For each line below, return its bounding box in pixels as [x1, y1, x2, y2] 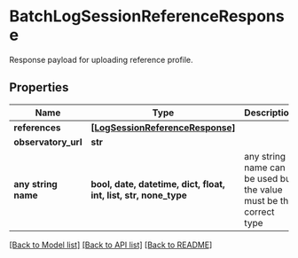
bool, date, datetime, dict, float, [90, 177, 225, 190]
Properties [9, 80, 69, 95]
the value [243, 184, 283, 196]
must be [243, 194, 278, 207]
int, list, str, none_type [90, 189, 188, 201]
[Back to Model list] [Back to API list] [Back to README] [9, 239, 213, 250]
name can [243, 161, 286, 174]
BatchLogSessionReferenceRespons [9, 6, 286, 27]
